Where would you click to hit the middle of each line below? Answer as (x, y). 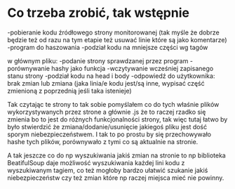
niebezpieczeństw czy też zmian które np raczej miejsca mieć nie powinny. (116, 178)
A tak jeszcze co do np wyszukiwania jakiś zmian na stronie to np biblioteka (116, 155)
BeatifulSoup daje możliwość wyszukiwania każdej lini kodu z (96, 162)
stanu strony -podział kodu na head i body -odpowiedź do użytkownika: (111, 76)
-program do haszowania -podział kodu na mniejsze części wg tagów (108, 47)
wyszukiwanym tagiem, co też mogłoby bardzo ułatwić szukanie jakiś (108, 170)
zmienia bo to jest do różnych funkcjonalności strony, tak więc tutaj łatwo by (117, 119)
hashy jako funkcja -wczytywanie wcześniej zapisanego (133, 68)
